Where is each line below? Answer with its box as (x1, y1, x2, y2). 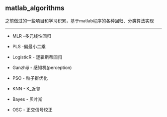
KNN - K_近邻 (12, 85, 41, 91)
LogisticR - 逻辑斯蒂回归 (12, 54, 62, 60)
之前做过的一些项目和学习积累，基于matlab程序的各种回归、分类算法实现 (5, 17, 154, 24)
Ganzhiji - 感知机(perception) (12, 64, 72, 70)
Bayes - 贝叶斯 (12, 96, 43, 102)
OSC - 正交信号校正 (12, 107, 53, 113)
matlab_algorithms (5, 4, 65, 12)
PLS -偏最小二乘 (12, 43, 46, 49)
